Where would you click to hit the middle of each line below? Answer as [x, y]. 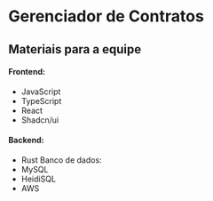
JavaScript [41, 92]
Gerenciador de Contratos [106, 16]
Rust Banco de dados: [62, 160]
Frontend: [27, 72]
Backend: [26, 141]
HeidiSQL [39, 179]
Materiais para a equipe [75, 49]
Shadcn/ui [40, 120]
